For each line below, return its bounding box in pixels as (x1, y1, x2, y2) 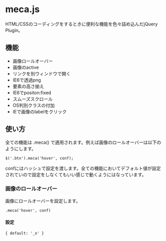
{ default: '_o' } (5, 231, 44, 236)
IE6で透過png (12, 77, 42, 83)
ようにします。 (5, 145, 37, 151)
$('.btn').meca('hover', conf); (5, 155, 74, 160)
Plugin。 (5, 27, 23, 33)
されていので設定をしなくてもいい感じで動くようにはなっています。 (5, 171, 147, 178)
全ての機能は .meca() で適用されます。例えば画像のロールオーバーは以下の (5, 139, 161, 145)
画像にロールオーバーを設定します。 (5, 197, 81, 204)
